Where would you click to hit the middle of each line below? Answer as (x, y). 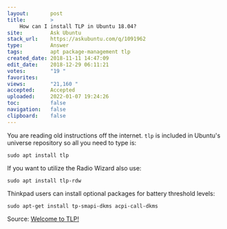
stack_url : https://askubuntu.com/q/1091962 (77, 39)
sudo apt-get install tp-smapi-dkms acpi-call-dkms (83, 206)
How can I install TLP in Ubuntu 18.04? (78, 26)
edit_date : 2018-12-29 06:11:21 (58, 65)
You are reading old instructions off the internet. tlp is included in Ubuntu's (114, 135)
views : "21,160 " (43, 84)
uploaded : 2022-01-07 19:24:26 (58, 97)
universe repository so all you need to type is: (72, 142)
